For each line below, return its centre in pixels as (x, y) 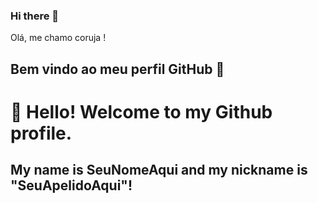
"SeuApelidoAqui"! (71, 185)
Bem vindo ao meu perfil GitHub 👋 (117, 69)
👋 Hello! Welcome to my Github (141, 111)
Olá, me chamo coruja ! (58, 38)
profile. (41, 133)
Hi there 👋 (35, 16)
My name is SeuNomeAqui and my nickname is (159, 170)
